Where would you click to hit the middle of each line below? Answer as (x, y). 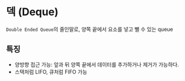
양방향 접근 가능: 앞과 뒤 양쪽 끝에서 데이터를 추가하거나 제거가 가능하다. (97, 64)
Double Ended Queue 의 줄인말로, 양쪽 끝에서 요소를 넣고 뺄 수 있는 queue (90, 29)
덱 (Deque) (32, 12)
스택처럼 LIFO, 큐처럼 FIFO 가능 (51, 72)
